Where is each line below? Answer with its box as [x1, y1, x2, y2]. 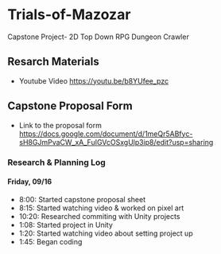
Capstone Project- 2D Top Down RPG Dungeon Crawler [7, 32, 190, 41]
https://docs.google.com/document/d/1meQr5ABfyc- [18, 129, 193, 139]
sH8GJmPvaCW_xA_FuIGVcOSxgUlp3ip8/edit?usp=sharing [18, 137, 214, 147]
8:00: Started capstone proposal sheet [18, 194, 146, 204]
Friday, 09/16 [7, 177, 52, 186]
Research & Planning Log [7, 157, 107, 168]
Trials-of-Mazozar [7, 6, 131, 24]
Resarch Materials [7, 55, 100, 68]
